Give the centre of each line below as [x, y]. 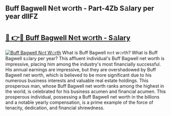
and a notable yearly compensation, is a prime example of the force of [79, 102]
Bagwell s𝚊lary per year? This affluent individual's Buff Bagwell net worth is [85, 58]
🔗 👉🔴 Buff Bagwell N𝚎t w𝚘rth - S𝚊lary [68, 38]
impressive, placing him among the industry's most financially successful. [83, 64]
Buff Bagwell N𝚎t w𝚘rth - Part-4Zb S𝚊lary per [80, 8]
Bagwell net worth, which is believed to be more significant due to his [79, 75]
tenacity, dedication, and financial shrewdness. [55, 108]
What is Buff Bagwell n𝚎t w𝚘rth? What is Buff [110, 53]
